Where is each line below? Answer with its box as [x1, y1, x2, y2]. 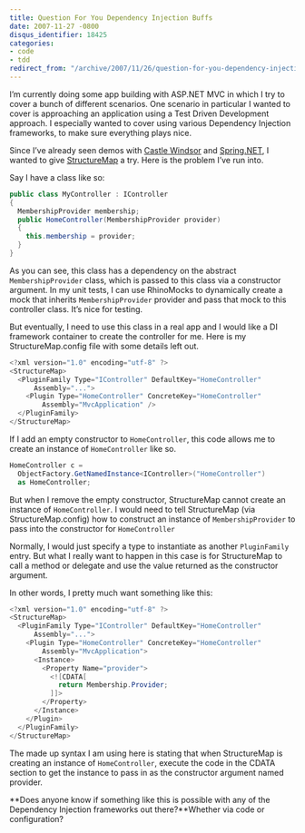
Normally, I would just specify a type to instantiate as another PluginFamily [9, 541, 290, 552]
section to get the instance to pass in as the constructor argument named [9, 767, 284, 778]
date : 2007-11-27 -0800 [9, 22, 100, 31]
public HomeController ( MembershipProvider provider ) [17, 215, 221, 224]
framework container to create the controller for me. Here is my [9, 330, 247, 341]
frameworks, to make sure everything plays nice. [9, 127, 192, 138]
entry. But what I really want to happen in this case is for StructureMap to [9, 550, 283, 561]
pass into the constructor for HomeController [9, 523, 175, 534]
